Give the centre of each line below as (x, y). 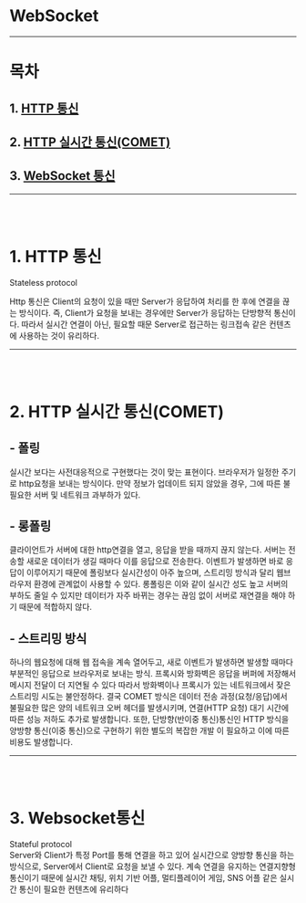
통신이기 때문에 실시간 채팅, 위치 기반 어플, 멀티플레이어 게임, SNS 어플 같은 (143, 878)
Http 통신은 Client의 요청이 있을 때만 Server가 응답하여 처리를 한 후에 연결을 (145, 301)
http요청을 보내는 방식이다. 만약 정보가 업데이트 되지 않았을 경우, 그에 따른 (150, 483)
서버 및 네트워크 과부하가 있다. (87, 495)
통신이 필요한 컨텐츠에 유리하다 (74, 889)
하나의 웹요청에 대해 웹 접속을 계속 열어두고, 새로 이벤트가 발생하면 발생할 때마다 (152, 662)
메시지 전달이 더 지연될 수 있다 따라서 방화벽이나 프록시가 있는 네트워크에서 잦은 (150, 685)
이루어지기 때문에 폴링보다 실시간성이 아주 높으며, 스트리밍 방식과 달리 (150, 572)
